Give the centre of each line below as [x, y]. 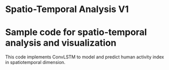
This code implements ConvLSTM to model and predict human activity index [85, 57]
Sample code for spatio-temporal [76, 32]
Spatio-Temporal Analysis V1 [67, 9]
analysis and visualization [61, 43]
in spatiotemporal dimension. [35, 62]
